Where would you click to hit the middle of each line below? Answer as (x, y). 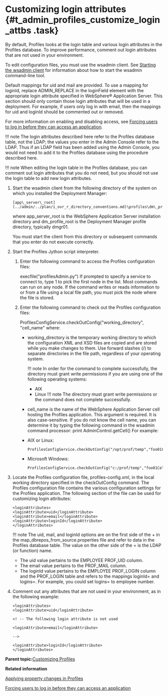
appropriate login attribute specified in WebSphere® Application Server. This (84, 96)
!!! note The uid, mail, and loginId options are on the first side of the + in (86, 535)
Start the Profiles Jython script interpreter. (56, 251)
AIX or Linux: (40, 440)
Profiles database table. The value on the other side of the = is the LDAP (87, 545)
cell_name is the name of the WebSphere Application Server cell (93, 409)
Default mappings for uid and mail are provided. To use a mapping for (77, 85)
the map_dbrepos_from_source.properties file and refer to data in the (83, 540)
